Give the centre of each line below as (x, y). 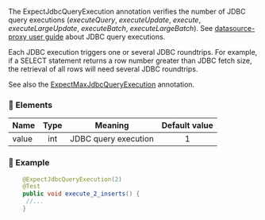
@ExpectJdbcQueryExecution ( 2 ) (73, 179)
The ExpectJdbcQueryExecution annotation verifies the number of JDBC (127, 12)
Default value (187, 125)
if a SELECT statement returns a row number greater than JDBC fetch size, (130, 60)
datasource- (235, 28)
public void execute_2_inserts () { (81, 194)
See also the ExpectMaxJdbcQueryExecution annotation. (102, 84)
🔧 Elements (31, 105)
